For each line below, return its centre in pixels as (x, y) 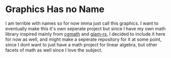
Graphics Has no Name (55, 9)
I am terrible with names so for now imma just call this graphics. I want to (82, 23)
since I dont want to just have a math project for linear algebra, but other (81, 44)
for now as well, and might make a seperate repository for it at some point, (83, 39)
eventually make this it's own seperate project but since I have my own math (86, 28)
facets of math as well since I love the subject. (54, 50)
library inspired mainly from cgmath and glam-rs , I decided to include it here (86, 34)
